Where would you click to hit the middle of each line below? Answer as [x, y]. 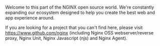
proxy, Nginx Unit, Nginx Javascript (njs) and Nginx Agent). [66, 38]
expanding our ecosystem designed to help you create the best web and [80, 12]
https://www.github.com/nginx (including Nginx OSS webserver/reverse [79, 33]
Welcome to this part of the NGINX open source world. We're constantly [80, 7]
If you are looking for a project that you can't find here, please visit [74, 27]
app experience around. [30, 18]
